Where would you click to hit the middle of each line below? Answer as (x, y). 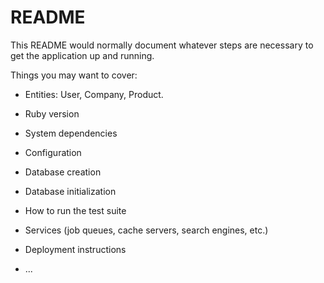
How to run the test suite (75, 210)
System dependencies (71, 133)
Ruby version (52, 113)
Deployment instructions (75, 249)
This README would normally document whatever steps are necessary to (162, 45)
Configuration (53, 152)
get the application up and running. (82, 55)
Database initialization (70, 191)
